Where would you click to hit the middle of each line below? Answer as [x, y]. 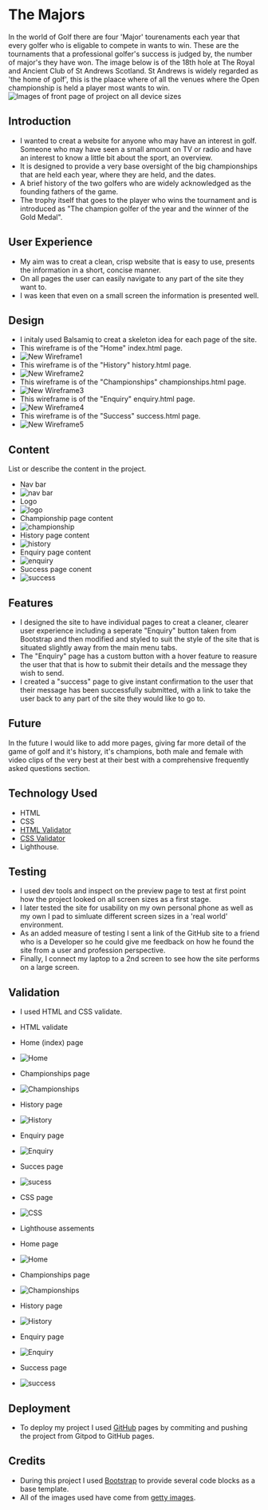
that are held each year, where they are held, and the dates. [118, 174]
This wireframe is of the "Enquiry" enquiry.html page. [107, 399]
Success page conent [55, 570]
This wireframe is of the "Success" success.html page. [110, 416]
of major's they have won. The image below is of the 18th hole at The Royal [132, 62]
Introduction [40, 121]
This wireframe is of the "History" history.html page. [105, 365]
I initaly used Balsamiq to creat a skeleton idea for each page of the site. [138, 340]
